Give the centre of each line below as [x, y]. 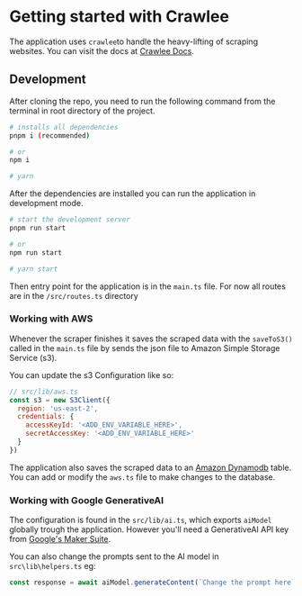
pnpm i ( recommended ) [50, 135]
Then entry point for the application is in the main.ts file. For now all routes [147, 286]
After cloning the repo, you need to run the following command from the [142, 101]
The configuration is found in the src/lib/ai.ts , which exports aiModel [141, 520]
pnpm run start [38, 228]
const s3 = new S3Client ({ [60, 400]
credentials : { [46, 417]
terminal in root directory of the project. [82, 111]
